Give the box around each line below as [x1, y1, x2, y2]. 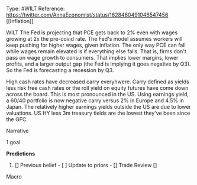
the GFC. [6, 116, 28, 123]
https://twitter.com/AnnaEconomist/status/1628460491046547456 [6, 11, 169, 18]
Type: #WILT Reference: [6, 5, 65, 12]
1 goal [6, 139, 21, 145]
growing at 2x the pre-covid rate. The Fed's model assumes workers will [6, 35, 183, 42]
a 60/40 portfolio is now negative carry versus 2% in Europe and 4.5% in [6, 97, 185, 104]
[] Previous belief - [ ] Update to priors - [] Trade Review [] [14, 162, 157, 168]
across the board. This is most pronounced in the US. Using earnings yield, [6, 91, 189, 98]
